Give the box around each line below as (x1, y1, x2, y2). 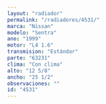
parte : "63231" (7, 55, 51, 62)
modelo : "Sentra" (7, 29, 57, 36)
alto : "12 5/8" (7, 67, 51, 74)
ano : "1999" (7, 36, 41, 42)
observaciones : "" (7, 80, 60, 87)
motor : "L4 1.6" (7, 42, 54, 49)
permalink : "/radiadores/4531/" (7, 16, 100, 23)
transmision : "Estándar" (7, 49, 78, 55)
